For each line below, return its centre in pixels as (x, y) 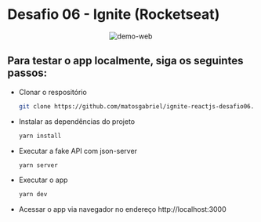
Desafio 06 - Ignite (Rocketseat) (114, 15)
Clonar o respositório (53, 92)
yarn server (38, 165)
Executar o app (43, 180)
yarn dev (33, 195)
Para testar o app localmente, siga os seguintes (125, 61)
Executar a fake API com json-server (78, 151)
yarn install (40, 136)
